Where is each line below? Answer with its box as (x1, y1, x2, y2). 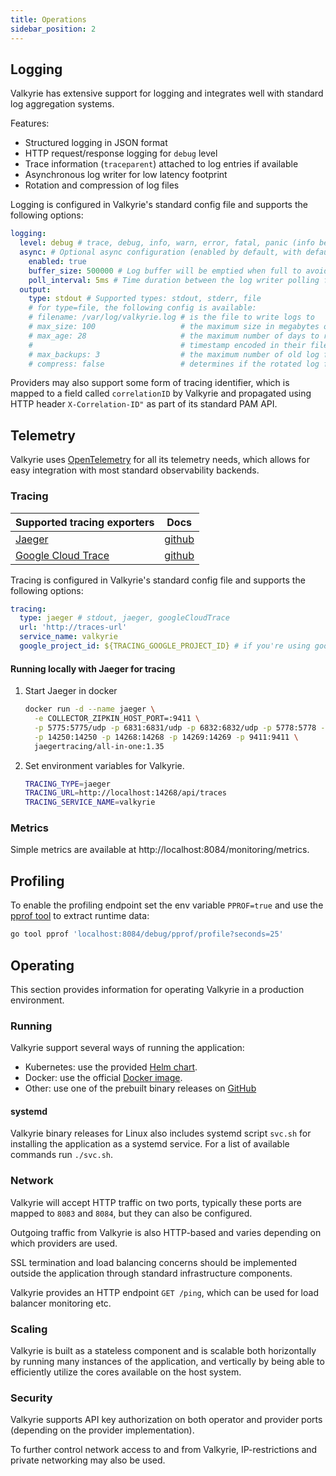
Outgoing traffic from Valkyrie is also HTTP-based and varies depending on (10, 1226, 322, 1238)
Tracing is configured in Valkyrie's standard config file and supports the (10, 574, 306, 586)
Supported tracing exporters (15, 515, 155, 529)
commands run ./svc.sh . (10, 1149, 114, 1161)
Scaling (10, 1322, 48, 1336)
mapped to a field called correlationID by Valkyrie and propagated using (10, 387, 312, 400)
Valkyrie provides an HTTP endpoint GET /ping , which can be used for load (10, 1286, 319, 1298)
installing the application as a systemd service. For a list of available (10, 1138, 290, 1150)
